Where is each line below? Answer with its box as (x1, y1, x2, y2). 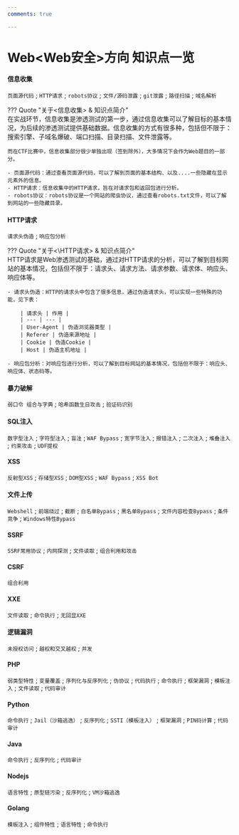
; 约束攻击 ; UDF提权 (7, 441, 58, 449)
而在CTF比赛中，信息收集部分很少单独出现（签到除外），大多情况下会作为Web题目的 (7, 148, 215, 155)
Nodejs (7, 772, 30, 780)
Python (7, 700, 30, 708)
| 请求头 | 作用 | (20, 310, 70, 317)
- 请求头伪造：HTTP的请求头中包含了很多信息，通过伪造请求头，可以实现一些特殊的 (7, 289, 218, 296)
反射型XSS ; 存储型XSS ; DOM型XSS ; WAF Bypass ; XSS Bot (7, 473, 159, 481)
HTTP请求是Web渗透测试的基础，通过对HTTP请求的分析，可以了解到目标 (7, 256, 223, 264)
